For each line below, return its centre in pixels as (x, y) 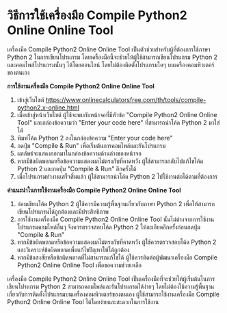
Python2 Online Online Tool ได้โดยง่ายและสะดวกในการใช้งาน (83, 301)
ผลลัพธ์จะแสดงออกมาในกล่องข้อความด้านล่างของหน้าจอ (79, 153)
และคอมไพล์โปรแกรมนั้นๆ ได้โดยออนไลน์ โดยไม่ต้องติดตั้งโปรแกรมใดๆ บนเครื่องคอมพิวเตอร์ (111, 64)
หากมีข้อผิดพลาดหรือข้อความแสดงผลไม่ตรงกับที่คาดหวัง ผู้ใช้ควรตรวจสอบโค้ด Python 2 (117, 242)
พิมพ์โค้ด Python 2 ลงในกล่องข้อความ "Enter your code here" (95, 138)
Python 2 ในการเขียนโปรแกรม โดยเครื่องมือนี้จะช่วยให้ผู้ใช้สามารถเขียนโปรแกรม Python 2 (112, 57)
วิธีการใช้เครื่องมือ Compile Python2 (97, 15)
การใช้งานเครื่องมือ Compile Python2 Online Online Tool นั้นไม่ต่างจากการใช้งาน (116, 219)
